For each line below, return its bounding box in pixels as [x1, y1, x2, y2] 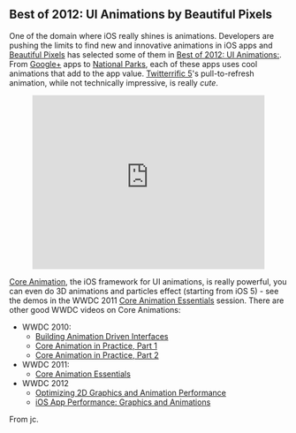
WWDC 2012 [21, 377, 69, 388]
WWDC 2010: [21, 322, 72, 332]
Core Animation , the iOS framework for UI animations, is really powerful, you [9, 276, 287, 286]
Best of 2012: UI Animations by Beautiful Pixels [9, 7, 272, 22]
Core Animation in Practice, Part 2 [34, 349, 159, 361]
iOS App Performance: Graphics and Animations [34, 397, 211, 407]
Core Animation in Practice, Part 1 [34, 340, 157, 351]
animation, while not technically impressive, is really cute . [9, 77, 219, 87]
